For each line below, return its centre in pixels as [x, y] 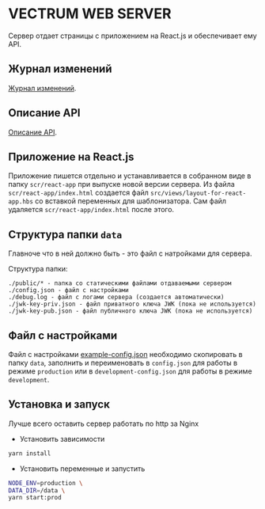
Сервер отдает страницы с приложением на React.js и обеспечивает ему [132, 36]
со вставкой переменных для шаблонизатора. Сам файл [131, 201]
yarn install [30, 453]
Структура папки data [65, 234]
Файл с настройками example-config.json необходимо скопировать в [125, 354]
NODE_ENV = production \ [45, 483]
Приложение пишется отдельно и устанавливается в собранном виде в [130, 176]
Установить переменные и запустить [82, 469]
